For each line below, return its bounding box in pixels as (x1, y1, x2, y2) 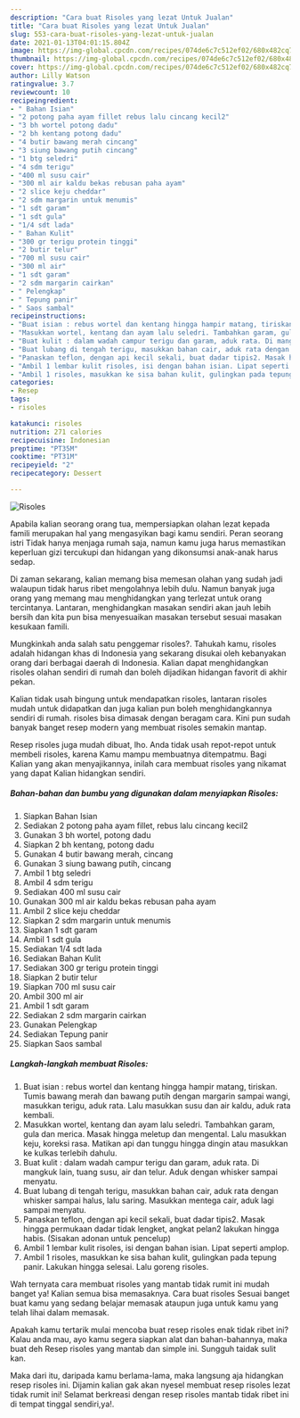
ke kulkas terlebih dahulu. (22, 1148, 118, 1158)
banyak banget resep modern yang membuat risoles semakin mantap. (10, 722, 267, 733)
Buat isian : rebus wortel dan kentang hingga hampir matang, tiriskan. (22, 1081, 278, 1091)
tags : (10, 394, 30, 404)
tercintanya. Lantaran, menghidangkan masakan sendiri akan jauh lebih (10, 601, 272, 612)
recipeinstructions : (10, 311, 87, 321)
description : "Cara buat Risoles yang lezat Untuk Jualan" (10, 12, 234, 22)
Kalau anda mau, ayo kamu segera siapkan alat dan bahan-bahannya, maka (10, 1333, 288, 1344)
